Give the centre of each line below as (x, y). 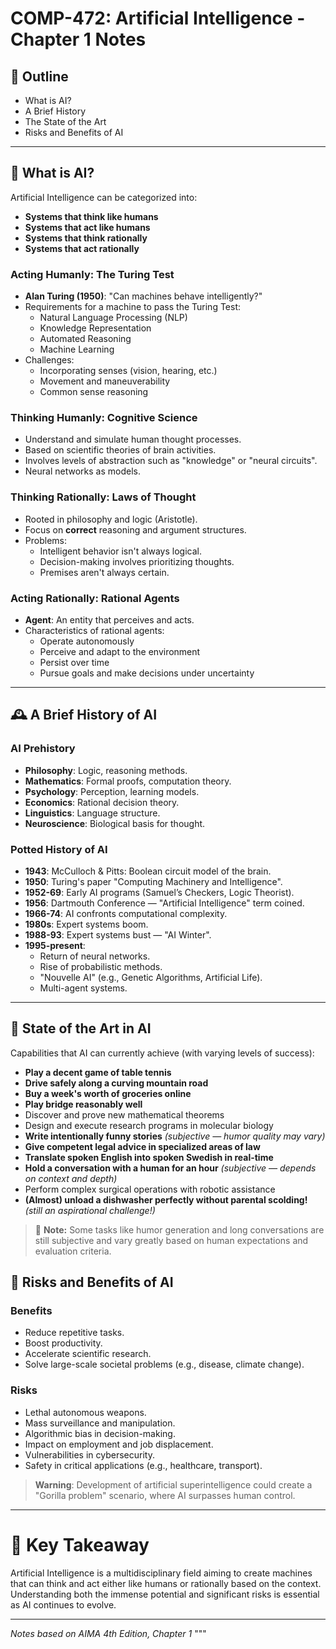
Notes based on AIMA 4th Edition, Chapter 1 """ (108, 1633)
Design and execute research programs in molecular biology (149, 1125)
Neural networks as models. (82, 471)
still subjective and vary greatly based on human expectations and (171, 1240)
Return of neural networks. (95, 956)
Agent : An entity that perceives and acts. (109, 620)
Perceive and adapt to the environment (120, 651)
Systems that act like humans (87, 227)
